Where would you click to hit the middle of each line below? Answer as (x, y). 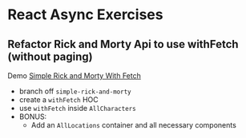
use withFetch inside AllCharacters (78, 108)
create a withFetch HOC (59, 100)
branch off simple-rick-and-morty (75, 91)
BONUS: (33, 116)
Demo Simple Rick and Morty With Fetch (74, 76)
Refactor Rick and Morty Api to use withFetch (123, 44)
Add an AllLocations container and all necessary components (134, 125)
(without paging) (50, 56)
